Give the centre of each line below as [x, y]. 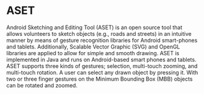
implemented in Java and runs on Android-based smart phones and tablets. [101, 59]
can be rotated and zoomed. [42, 85]
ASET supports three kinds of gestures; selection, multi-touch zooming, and [102, 66]
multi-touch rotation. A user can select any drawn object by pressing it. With [102, 72]
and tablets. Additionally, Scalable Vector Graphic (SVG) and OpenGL [93, 47]
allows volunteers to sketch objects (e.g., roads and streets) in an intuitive [99, 33]
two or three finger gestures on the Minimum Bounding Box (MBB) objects [100, 79]
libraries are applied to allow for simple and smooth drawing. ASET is [93, 53]
